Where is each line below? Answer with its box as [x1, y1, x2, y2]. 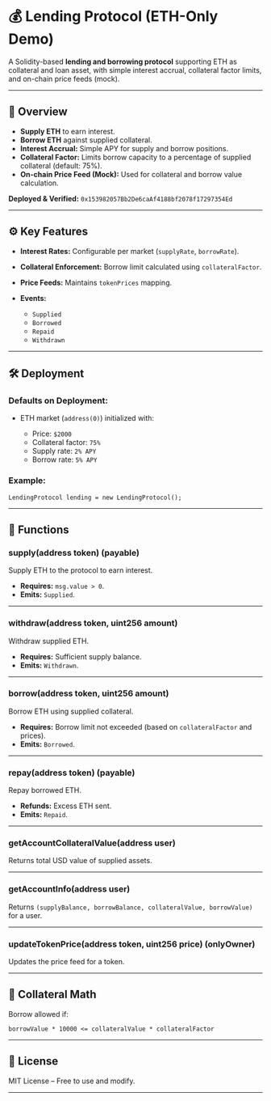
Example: [8, 475, 46, 486]
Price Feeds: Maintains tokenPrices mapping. [19, 277, 173, 287]
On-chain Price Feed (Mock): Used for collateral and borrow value [19, 169, 243, 179]
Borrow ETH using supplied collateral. [8, 706, 134, 716]
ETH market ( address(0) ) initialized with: [19, 413, 155, 423]
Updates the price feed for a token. [8, 957, 125, 967]
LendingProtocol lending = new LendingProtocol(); [8, 493, 182, 502]
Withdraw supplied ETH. [8, 636, 90, 646]
